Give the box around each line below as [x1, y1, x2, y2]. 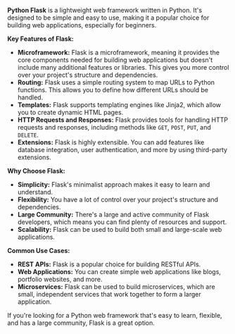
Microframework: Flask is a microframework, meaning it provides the [17, 49, 220, 56]
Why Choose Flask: [7, 167, 65, 175]
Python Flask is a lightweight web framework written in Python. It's [7, 6, 203, 14]
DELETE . [17, 130, 39, 139]
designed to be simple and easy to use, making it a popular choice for [7, 13, 210, 22]
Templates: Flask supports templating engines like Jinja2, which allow [17, 101, 222, 109]
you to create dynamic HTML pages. [17, 109, 124, 116]
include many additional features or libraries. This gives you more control [17, 63, 229, 71]
